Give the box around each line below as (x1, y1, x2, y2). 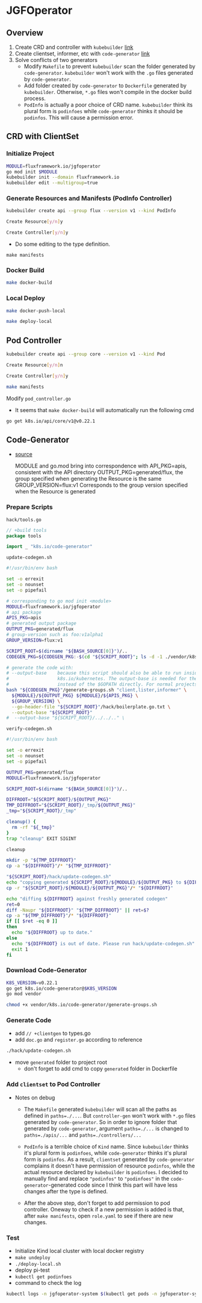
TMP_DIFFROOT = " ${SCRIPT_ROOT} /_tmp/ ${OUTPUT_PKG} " (6, 802, 136, 808)
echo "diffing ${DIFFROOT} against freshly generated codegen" (6, 896, 168, 902)
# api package (6, 609, 42, 615)
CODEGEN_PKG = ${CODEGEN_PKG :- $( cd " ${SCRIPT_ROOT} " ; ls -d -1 (6, 654, 163, 660)
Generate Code (6, 1016, 52, 1025)
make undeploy (14, 1254, 50, 1261)
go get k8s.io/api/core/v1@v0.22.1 (6, 418, 96, 424)
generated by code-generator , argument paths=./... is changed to (23, 1125, 189, 1132)
